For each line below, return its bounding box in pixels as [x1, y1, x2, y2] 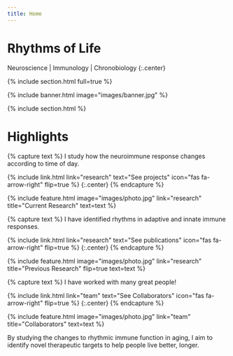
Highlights [7, 129, 69, 144]
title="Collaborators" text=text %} [7, 320, 105, 328]
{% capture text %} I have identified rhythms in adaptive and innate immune [7, 215, 226, 223]
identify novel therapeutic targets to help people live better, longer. [7, 341, 199, 349]
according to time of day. [7, 159, 80, 168]
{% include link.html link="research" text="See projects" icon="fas [7, 173, 200, 181]
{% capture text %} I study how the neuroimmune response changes [7, 152, 206, 160]
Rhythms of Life [7, 40, 101, 56]
